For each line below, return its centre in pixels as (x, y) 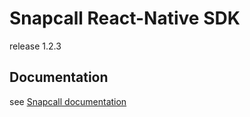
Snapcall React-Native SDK (125, 18)
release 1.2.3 (35, 46)
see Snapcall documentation (68, 101)
